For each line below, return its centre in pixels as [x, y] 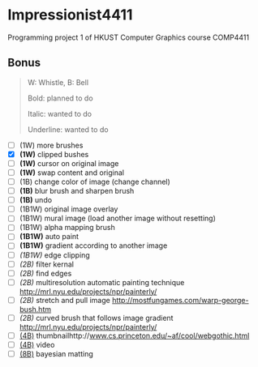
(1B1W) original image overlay [69, 209]
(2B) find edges [45, 273]
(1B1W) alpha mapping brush [67, 228]
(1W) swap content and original [72, 173]
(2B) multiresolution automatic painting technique [102, 282]
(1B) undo [36, 200]
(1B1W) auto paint [49, 237]
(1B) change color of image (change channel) [95, 181]
